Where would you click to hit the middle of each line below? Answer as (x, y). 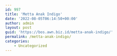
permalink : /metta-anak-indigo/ (38, 37)
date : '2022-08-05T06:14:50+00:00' (42, 19)
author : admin (20, 23)
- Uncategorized (31, 46)
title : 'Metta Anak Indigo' (34, 14)
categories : (17, 41)
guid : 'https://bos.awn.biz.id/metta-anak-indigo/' (59, 32)
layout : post (18, 28)
